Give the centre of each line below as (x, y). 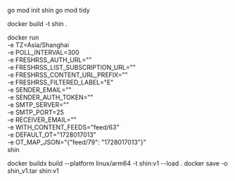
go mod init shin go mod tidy (49, 10)
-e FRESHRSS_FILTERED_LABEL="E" (61, 82)
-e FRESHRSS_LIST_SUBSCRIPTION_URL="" (71, 67)
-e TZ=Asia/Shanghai (38, 45)
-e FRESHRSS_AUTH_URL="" (50, 60)
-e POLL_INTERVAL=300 (43, 52)
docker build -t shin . (38, 24)
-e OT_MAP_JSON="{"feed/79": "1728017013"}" (77, 142)
